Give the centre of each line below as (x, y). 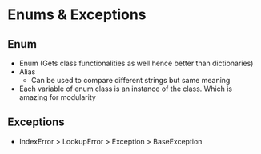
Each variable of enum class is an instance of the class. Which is (126, 89)
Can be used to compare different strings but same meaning (130, 80)
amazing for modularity (58, 97)
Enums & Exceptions (77, 15)
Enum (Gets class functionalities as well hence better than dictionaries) (136, 63)
